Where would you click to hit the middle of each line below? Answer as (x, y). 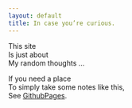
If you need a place (40, 78)
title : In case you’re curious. (62, 23)
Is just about (29, 54)
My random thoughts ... (47, 63)
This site (22, 46)
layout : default (35, 16)
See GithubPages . (38, 95)
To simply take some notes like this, (66, 87)
